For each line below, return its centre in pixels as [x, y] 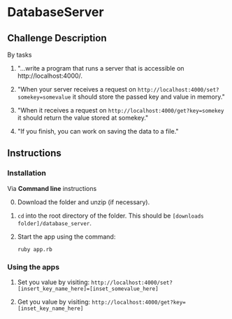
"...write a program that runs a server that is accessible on [101, 68]
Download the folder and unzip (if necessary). [84, 202]
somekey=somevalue [44, 97]
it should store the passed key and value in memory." [148, 97]
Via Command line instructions [52, 188]
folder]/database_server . [55, 223]
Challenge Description [57, 38]
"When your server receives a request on [77, 89]
